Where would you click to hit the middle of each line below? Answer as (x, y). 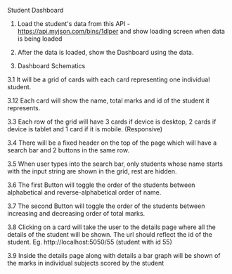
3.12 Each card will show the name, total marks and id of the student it (108, 100)
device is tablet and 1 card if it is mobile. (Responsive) (85, 129)
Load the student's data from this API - (73, 24)
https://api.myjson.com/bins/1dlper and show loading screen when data (121, 31)
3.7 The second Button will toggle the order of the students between (106, 206)
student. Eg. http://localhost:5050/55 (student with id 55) (90, 242)
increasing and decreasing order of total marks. (76, 213)
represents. (24, 108)
